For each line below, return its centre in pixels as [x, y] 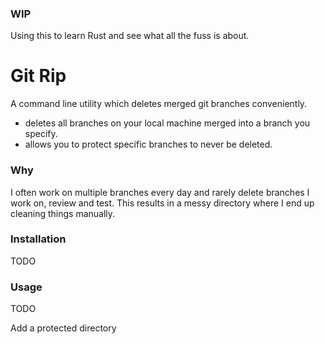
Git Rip [38, 76]
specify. [41, 134]
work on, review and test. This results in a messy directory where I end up [162, 203]
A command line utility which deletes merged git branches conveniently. [159, 104]
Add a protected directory [63, 328]
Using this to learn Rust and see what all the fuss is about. [130, 36]
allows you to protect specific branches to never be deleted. [148, 144]
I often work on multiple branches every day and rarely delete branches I [160, 192]
